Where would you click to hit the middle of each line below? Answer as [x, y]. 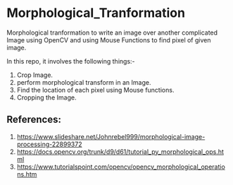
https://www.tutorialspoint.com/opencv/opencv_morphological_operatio [121, 167]
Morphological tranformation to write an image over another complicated [112, 32]
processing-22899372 [49, 144]
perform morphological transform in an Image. [84, 82]
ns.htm [27, 174]
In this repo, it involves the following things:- [71, 61]
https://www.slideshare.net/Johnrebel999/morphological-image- [111, 136]
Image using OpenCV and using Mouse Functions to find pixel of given [109, 40]
